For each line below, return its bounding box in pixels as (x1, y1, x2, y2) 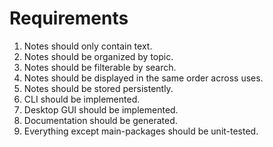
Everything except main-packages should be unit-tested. (23, 125, 259, 137)
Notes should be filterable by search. (23, 61, 177, 73)
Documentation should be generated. (23, 114, 178, 126)
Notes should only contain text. (23, 40, 153, 52)
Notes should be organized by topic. (23, 50, 174, 62)
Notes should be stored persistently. (23, 82, 174, 94)
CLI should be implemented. (23, 93, 141, 105)
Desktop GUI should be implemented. (23, 103, 179, 116)
